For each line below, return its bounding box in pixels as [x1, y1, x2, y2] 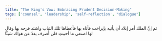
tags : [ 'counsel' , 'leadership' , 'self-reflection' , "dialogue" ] [5, 12, 141, 17]
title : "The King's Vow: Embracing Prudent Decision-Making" [5, 7, 132, 12]
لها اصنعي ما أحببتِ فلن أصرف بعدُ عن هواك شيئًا [5, 30, 93, 36]
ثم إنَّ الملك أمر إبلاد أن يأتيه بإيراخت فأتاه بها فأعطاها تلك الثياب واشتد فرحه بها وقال [5, 25, 157, 31]
